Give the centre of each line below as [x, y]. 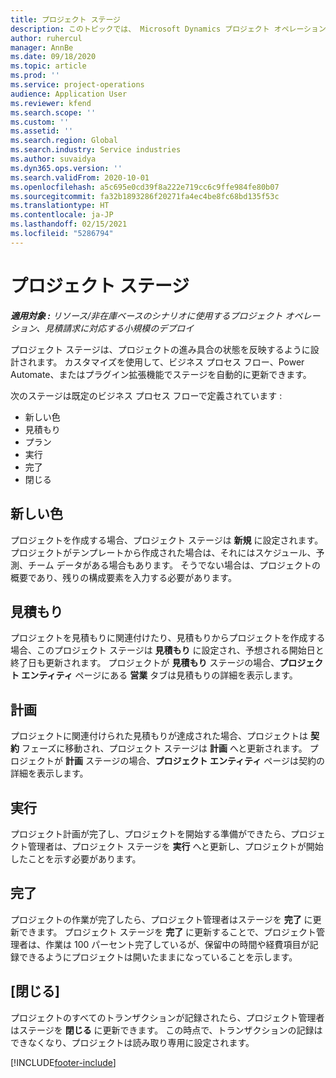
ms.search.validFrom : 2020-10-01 [80, 177]
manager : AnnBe [42, 47]
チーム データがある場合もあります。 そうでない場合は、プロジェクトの [174, 565]
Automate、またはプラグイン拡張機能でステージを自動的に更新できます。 [161, 374]
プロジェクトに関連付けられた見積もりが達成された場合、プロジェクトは [159, 736]
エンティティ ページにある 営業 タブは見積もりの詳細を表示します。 [159, 675]
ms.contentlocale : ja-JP [62, 215]
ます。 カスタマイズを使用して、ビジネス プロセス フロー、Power [170, 362]
